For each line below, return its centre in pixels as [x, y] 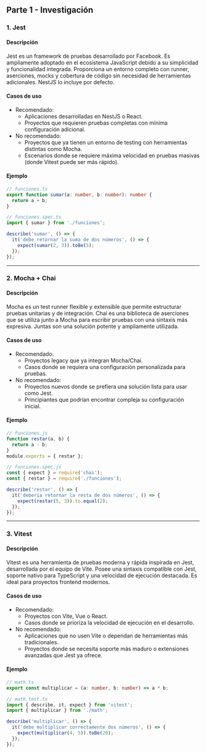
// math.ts [20, 682]
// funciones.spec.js [34, 467]
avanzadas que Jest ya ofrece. [63, 655]
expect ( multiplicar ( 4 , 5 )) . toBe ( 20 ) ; [66, 733]
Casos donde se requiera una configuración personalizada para [105, 367]
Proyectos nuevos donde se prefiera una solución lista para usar [106, 386]
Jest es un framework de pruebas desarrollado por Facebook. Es [88, 56]
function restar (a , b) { [38, 439]
